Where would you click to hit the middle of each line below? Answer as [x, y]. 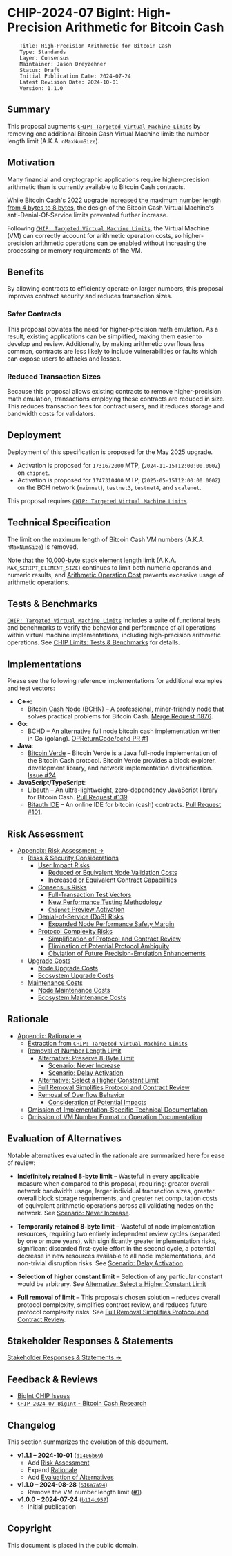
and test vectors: [31, 688]
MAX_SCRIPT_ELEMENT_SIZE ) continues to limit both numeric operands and [109, 567]
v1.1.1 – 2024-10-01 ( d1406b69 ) [60, 1456]
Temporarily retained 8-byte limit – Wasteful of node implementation [116, 1226]
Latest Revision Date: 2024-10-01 [69, 82]
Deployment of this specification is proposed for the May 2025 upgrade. [110, 452]
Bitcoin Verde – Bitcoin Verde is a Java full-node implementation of [123, 753]
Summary [29, 110]
